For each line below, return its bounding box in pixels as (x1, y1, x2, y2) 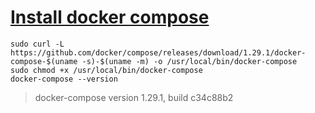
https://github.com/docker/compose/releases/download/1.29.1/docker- (10, 47, 307, 58)
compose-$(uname (10, 56, 78, 66)
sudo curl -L (10, 39, 65, 49)
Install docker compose (10, 6, 210, 29)
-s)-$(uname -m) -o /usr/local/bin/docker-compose (81, 56, 298, 66)
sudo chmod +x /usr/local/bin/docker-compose (10, 65, 203, 75)
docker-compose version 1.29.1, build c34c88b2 (34, 91, 234, 103)
